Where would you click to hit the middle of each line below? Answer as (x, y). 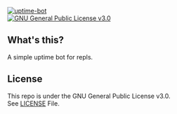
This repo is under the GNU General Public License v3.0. (89, 96)
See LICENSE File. (33, 103)
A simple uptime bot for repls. (50, 57)
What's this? (36, 40)
